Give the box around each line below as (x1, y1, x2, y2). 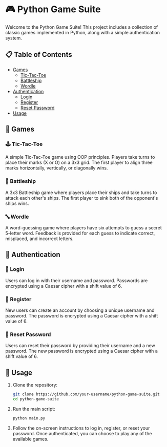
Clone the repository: (12, 382, 58, 388)
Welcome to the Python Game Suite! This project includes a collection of (5, 24, 158, 30)
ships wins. (5, 200, 29, 206)
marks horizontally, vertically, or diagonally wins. (5, 165, 108, 171)
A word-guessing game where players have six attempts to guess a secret (5, 225, 162, 231)
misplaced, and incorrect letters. (5, 236, 74, 242)
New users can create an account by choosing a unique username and (5, 307, 155, 313)
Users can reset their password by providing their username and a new (5, 343, 155, 349)
